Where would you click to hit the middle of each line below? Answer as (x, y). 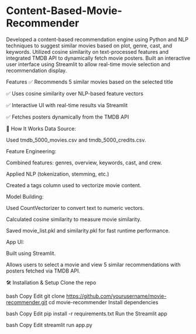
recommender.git (27, 302)
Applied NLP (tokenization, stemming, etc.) (58, 174)
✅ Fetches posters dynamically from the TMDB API (68, 117)
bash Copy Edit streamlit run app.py (49, 325)
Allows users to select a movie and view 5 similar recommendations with (93, 264)
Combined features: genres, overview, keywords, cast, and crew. (84, 163)
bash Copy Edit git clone (36, 296)
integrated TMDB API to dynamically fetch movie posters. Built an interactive (98, 58)
